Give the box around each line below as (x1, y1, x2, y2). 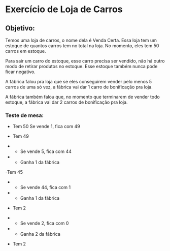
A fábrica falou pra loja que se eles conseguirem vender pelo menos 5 (5, 79, 152, 84)
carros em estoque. (5, 48, 47, 54)
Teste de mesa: (5, 112, 44, 119)
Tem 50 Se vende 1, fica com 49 (12, 123, 80, 130)
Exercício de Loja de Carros (5, 4, 123, 15)
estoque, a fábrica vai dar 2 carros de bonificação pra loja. (5, 99, 128, 105)
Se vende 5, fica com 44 (20, 148, 72, 154)
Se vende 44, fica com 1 (20, 184, 71, 191)
